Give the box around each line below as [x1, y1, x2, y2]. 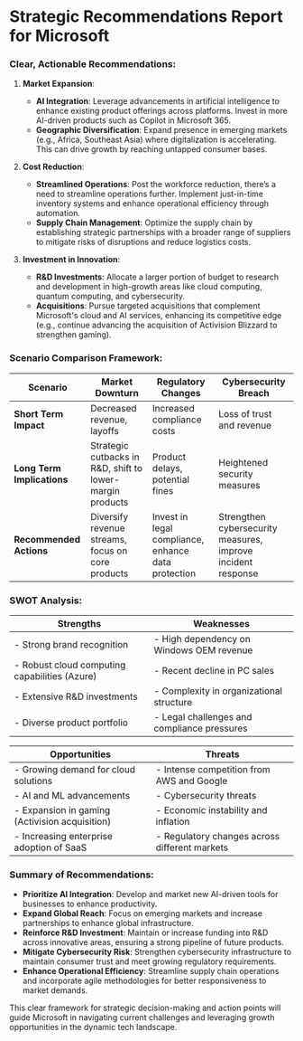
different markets [155, 841, 228, 854]
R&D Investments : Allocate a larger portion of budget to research [35, 271, 280, 282]
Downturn [95, 386, 140, 399]
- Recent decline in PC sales [152, 665, 275, 677]
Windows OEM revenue [152, 644, 253, 657]
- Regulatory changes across [155, 830, 280, 843]
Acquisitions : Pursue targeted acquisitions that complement [35, 300, 261, 311]
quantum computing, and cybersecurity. [35, 291, 186, 302]
